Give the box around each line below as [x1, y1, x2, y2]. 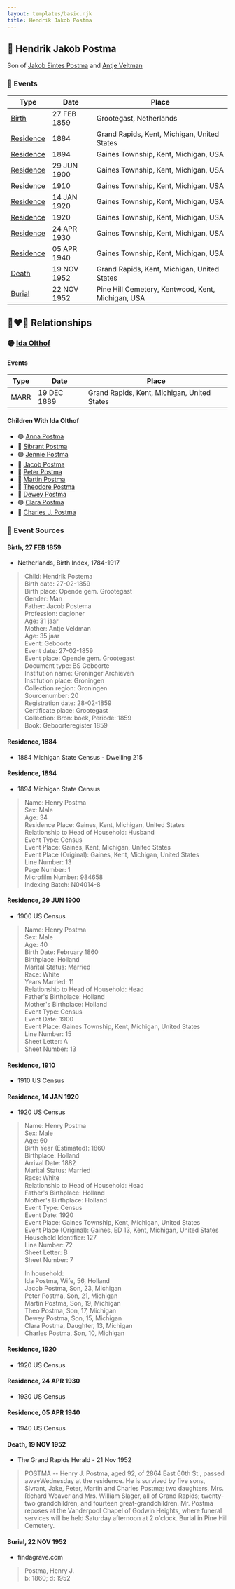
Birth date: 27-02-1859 [24, 579, 91, 588]
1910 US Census [17, 1076, 64, 1085]
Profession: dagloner [24, 610, 85, 618]
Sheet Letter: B [24, 1248, 68, 1256]
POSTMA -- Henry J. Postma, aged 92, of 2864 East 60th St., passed [24, 1469, 225, 1477]
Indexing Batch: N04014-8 [24, 880, 101, 888]
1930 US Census [17, 1392, 66, 1400]
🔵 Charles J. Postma [17, 508, 76, 516]
